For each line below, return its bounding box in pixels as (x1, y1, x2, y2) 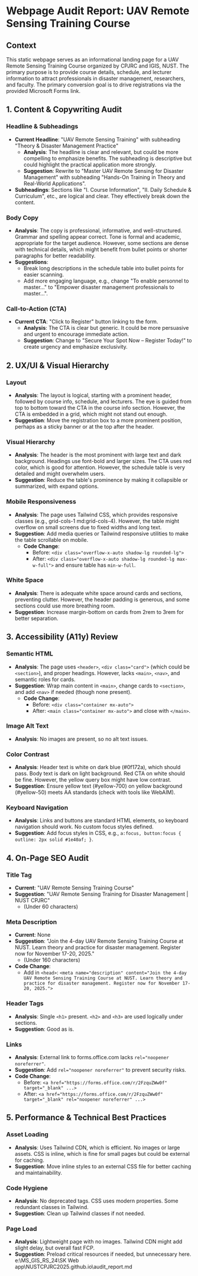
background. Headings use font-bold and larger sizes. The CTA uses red (14, 458, 192, 465)
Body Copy (6, 213, 39, 221)
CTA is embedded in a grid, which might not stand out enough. (14, 410, 167, 417)
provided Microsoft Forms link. (6, 88, 81, 94)
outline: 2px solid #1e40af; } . (14, 836, 93, 843)
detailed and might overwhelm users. (14, 470, 105, 477)
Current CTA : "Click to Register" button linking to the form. (14, 318, 158, 325)
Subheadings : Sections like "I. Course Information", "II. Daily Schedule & (14, 186, 192, 193)
